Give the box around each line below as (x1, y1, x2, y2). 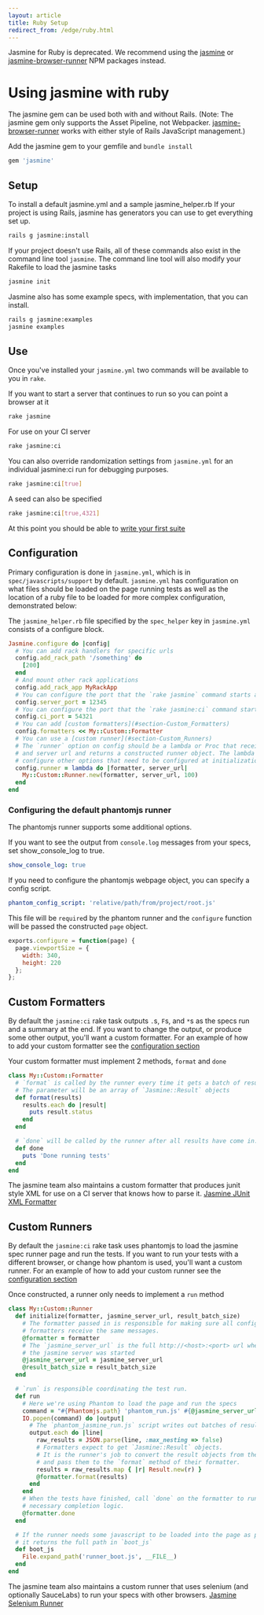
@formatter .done (22, 1509, 76, 1517)
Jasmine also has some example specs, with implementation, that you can (8, 292, 248, 301)
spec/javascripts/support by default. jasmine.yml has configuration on (8, 575, 239, 585)
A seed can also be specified (8, 493, 102, 504)
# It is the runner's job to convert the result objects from (36, 1451, 244, 1458)
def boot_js (15, 1546, 55, 1554)
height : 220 (22, 959, 61, 966)
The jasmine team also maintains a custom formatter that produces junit (8, 1181, 241, 1190)
